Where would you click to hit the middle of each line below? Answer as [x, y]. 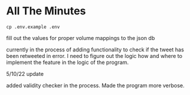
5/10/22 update [25, 73]
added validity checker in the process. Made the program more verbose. [96, 85]
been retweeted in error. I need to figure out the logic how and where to [94, 56]
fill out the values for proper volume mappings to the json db [81, 38]
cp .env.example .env [33, 27]
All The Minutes [46, 11]
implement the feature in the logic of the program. [68, 62]
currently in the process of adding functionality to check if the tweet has [95, 50]
